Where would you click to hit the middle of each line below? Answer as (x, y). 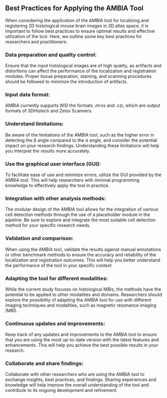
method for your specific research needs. (48, 225)
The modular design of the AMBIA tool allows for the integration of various (82, 209)
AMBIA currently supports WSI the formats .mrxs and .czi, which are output (83, 105)
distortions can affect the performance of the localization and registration (81, 71)
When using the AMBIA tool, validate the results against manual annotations (83, 249)
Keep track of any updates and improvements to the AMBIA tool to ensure (81, 335)
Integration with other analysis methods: (56, 198)
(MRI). (11, 310)
